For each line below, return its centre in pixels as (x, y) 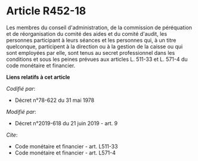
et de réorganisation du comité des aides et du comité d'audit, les (87, 33)
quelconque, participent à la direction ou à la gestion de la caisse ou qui (95, 47)
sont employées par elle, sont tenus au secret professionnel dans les (91, 52)
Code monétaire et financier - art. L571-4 (65, 153)
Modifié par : (21, 112)
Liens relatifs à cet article (38, 77)
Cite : (12, 135)
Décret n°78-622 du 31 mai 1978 (54, 100)
